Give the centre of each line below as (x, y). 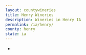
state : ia (16, 34)
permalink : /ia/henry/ (29, 24)
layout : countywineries (31, 10)
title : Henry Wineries (29, 15)
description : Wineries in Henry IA (43, 20)
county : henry (20, 29)
